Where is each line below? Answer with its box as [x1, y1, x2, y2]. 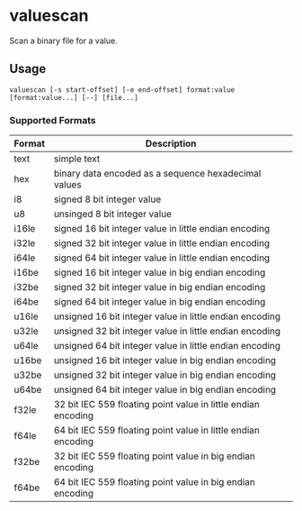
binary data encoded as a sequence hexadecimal [53, 168, 262, 180]
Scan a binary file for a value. [9, 35, 119, 46]
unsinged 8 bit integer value [53, 208, 173, 221]
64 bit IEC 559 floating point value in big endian [53, 476, 256, 488]
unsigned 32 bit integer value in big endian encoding [53, 369, 277, 381]
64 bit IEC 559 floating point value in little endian [53, 424, 261, 437]
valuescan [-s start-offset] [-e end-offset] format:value [9, 85, 235, 95]
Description [145, 137, 197, 150]
